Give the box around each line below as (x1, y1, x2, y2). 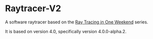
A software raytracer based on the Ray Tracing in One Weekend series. (5, 19, 148, 25)
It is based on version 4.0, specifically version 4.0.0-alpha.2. (5, 28, 127, 34)
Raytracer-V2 (5, 3, 61, 14)
